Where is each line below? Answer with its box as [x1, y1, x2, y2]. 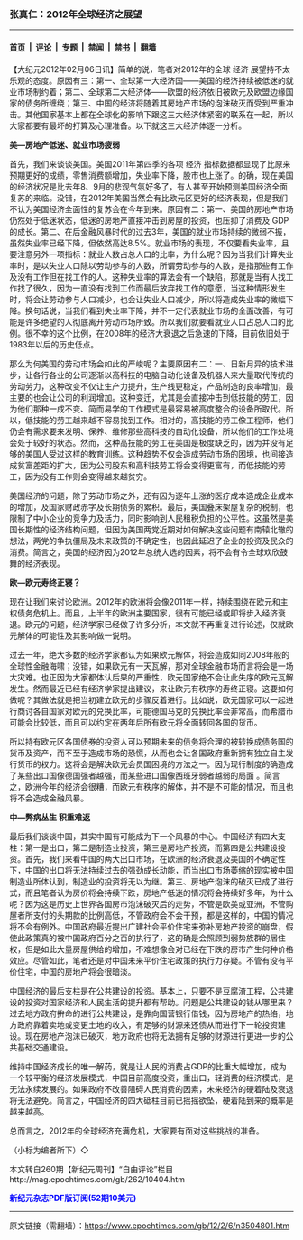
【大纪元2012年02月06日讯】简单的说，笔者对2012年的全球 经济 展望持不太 [9, 63, 290, 74]
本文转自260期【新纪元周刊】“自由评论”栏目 [9, 1163, 174, 1174]
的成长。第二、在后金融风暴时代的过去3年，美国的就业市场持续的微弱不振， [9, 226, 291, 236]
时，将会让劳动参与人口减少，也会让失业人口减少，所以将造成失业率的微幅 [9, 293, 286, 304]
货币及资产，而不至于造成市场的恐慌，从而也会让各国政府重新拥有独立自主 [9, 747, 286, 758]
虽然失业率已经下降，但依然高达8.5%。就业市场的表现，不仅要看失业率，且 [9, 237, 290, 248]
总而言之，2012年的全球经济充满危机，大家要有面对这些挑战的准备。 [9, 1125, 264, 1136]
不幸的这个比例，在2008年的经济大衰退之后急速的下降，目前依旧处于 [32, 328, 290, 338]
